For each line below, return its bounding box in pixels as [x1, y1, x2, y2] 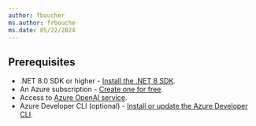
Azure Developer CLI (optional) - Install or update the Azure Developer [19, 102, 248, 111]
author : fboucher [8, 11, 65, 20]
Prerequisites [8, 55, 76, 69]
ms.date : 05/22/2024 [8, 26, 76, 34]
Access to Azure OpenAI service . [19, 93, 128, 102]
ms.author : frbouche [8, 19, 76, 27]
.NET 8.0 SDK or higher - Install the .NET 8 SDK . [19, 76, 176, 86]
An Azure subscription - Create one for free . [19, 84, 164, 94]
